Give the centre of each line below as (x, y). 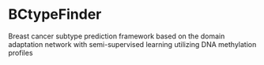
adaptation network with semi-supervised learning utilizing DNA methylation (132, 44)
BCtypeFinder (55, 14)
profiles (21, 52)
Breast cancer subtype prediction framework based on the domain (117, 36)
